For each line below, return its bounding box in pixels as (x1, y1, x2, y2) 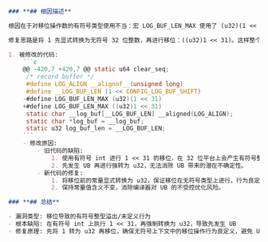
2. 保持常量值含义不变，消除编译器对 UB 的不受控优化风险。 (50, 184, 225, 192)
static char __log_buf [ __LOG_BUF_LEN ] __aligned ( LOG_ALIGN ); (26, 110, 234, 118)
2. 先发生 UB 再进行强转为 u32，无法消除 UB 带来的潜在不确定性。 (50, 162, 247, 170)
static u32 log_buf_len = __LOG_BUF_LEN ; (26, 124, 166, 133)
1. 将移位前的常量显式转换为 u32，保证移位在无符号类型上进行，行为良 (50, 176, 254, 185)
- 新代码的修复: (37, 169, 84, 177)
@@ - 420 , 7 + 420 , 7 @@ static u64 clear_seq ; (22, 65, 170, 73)
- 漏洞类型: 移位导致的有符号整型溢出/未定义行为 (8, 213, 152, 221)
